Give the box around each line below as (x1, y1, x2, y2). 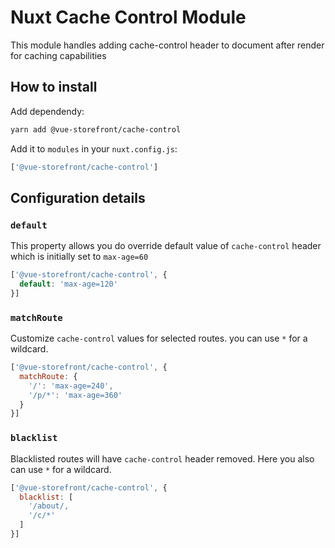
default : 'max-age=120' (19, 279, 118, 290)
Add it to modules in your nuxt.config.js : (10, 142, 178, 155)
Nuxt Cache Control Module (10, 6, 247, 29)
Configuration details (10, 189, 146, 206)
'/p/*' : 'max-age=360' (28, 390, 123, 400)
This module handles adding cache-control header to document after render (10, 39, 325, 51)
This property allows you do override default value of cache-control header (10, 240, 322, 252)
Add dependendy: (10, 105, 85, 117)
